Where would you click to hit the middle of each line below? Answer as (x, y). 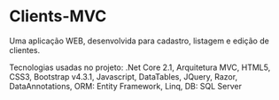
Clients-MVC (58, 16)
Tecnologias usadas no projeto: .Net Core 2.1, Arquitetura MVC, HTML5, (140, 67)
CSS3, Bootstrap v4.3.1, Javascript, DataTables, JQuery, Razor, (123, 76)
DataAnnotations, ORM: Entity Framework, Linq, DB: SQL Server (125, 86)
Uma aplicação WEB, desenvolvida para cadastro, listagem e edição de (139, 41)
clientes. (25, 50)
